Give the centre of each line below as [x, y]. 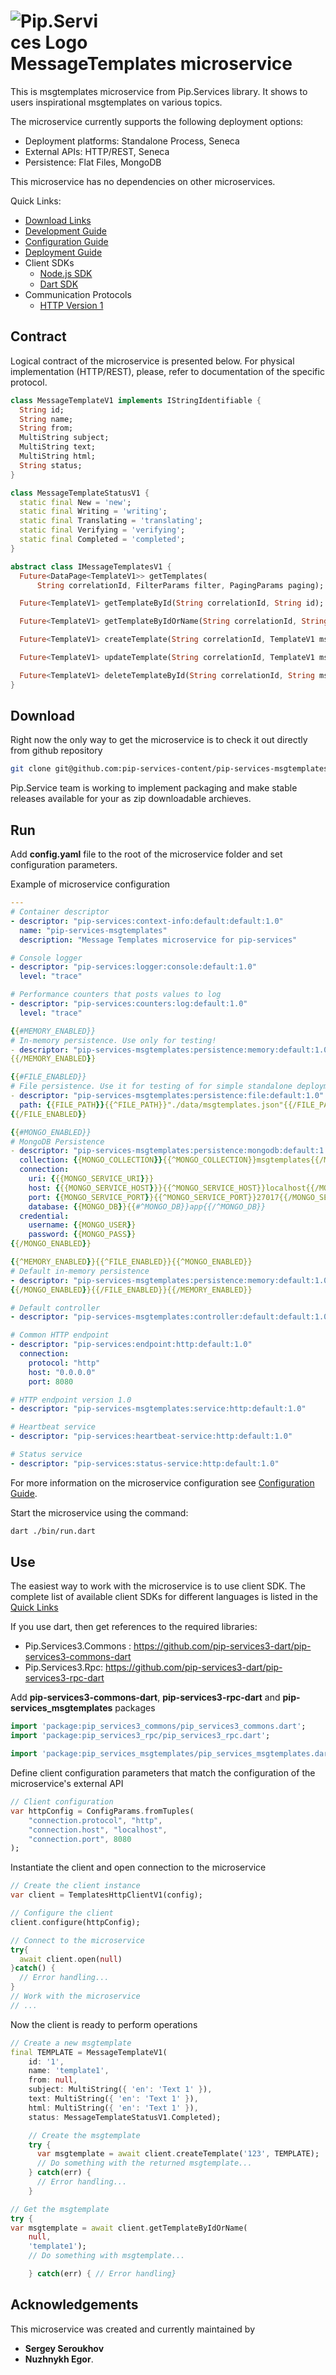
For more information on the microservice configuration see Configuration [162, 1482]
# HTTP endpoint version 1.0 [71, 1400]
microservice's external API [67, 1784]
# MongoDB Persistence [57, 1141]
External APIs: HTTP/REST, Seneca [97, 151]
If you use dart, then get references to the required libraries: [134, 1627]
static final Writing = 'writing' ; [93, 511]
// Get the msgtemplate [60, 2209]
